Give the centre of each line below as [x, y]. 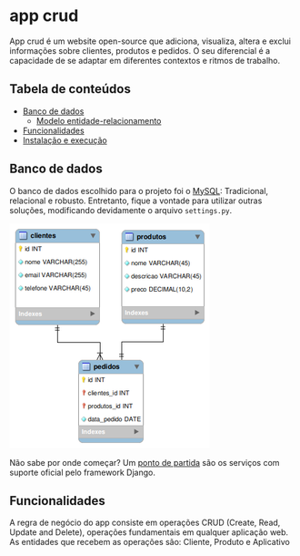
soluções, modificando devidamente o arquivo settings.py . [121, 210]
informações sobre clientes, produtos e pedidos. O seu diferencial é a [140, 50]
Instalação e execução [65, 140]
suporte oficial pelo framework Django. [83, 472]
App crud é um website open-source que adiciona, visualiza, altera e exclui [150, 41]
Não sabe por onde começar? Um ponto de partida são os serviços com [145, 462]
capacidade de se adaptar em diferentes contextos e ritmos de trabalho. [145, 60]
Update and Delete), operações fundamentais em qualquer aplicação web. [149, 532]
